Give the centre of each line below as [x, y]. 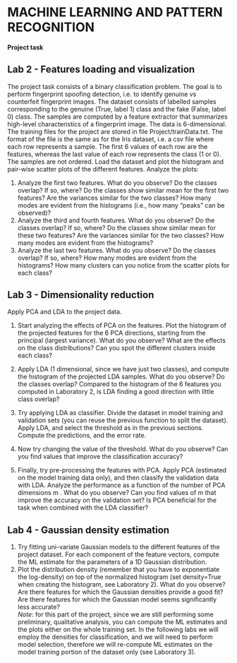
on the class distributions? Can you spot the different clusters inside [116, 348]
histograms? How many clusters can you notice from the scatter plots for [123, 265]
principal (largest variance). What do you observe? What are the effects [121, 340]
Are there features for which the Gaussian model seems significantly [117, 599]
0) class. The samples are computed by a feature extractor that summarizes [117, 117]
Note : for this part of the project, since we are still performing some [115, 614]
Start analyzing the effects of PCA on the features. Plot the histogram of [122, 325]
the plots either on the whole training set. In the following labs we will [118, 630]
